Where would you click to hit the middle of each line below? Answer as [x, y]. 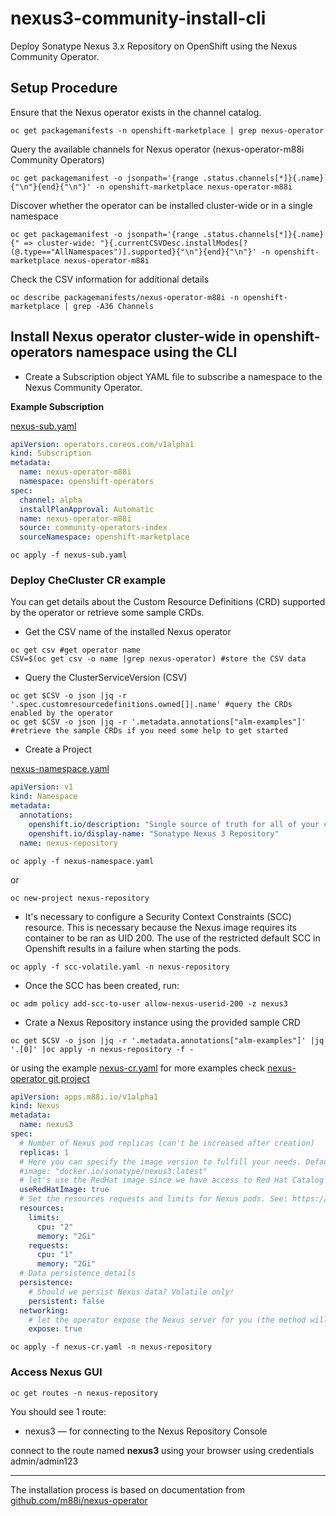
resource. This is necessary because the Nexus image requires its [161, 927]
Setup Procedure [64, 88]
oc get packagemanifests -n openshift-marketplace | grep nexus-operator [167, 130]
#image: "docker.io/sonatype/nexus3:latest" [113, 1171]
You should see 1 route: [58, 1411]
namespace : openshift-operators [87, 482]
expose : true [55, 1329]
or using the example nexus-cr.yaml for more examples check [138, 1068]
